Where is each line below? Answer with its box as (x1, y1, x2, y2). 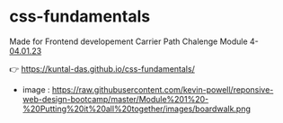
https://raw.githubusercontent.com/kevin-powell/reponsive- (51, 83, 274, 95)
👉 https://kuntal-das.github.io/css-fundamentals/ (9, 63, 195, 74)
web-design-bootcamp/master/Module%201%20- (22, 93, 209, 104)
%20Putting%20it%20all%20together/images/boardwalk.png (22, 103, 252, 114)
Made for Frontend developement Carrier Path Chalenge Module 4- (9, 36, 259, 47)
